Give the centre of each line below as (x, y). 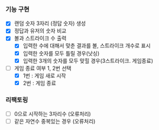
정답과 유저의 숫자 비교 (40, 31)
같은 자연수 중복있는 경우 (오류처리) (55, 121)
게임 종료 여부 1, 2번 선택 (43, 68)
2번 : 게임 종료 (40, 83)
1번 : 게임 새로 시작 (44, 75)
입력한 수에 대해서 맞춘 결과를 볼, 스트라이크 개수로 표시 (87, 46)
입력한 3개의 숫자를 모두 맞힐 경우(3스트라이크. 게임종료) (88, 61)
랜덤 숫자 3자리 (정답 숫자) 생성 (50, 23)
